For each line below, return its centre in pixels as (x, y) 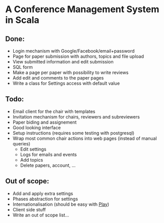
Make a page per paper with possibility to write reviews (70, 72)
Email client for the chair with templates (54, 111)
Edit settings (33, 149)
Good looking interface (37, 127)
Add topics (31, 160)
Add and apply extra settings (43, 193)
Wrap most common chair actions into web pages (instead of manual (85, 138)
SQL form (23, 67)
